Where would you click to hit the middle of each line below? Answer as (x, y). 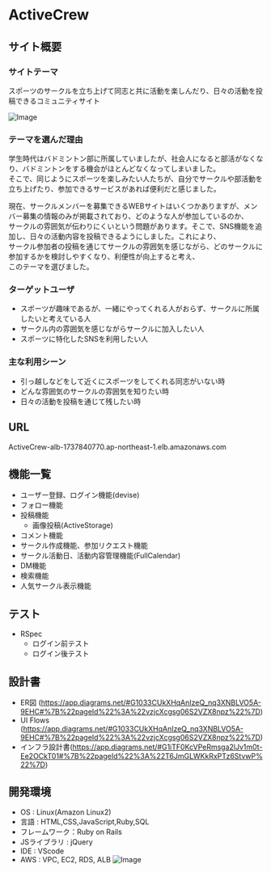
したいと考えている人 (55, 319)
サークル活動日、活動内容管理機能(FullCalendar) (100, 556)
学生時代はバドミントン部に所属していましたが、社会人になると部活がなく (132, 158)
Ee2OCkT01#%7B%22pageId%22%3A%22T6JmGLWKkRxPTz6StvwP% (141, 756)
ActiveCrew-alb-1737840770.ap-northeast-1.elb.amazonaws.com (117, 447)
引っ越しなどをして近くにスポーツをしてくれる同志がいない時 (123, 381)
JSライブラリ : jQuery (56, 841)
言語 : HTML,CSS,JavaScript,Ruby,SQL (85, 821)
